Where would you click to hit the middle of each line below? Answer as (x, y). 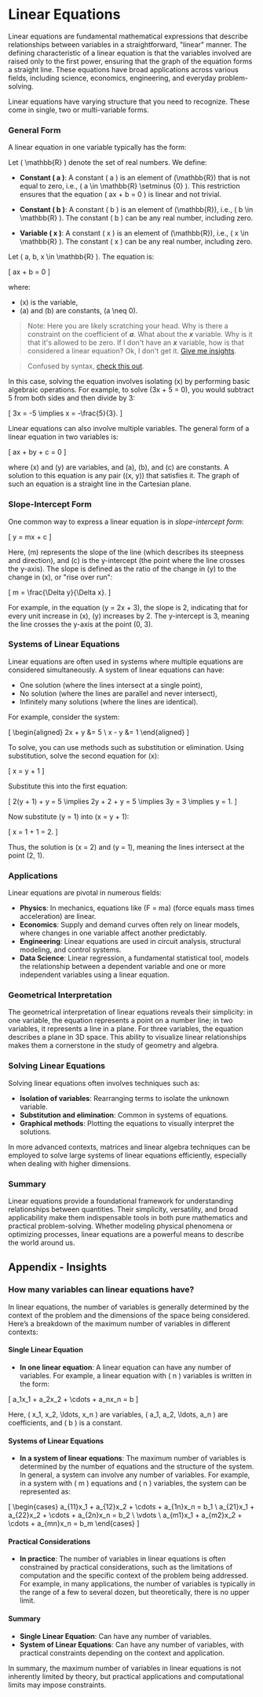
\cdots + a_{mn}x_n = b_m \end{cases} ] (74, 1523)
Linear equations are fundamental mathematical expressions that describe (128, 36)
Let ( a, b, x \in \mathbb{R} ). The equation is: (81, 257)
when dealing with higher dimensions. (69, 1163)
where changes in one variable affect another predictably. (113, 933)
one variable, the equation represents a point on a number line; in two (121, 1020)
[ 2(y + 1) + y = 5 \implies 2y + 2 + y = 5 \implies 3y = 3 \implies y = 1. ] (123, 801)
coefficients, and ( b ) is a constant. (66, 1422)
